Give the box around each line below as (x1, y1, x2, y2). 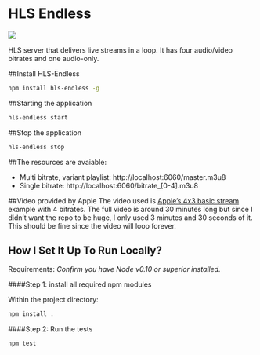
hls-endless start (8, 113, 68, 122)
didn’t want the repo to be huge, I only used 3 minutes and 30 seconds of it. (8, 213, 253, 222)
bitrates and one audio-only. (8, 53, 99, 63)
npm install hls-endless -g (8, 84, 100, 92)
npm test (8, 339, 37, 348)
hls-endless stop (8, 143, 65, 151)
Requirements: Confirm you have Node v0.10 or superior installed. (8, 265, 221, 274)
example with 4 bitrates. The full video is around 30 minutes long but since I (8, 204, 253, 214)
